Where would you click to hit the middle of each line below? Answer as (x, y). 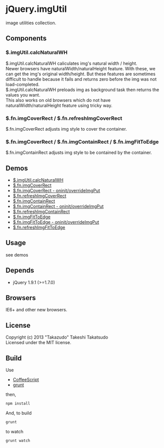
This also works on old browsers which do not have (58, 100)
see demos (17, 255)
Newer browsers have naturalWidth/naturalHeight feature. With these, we (81, 68)
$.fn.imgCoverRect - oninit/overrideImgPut (56, 191)
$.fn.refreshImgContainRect (41, 212)
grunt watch (18, 441)
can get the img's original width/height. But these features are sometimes (81, 74)
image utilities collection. (31, 23)
